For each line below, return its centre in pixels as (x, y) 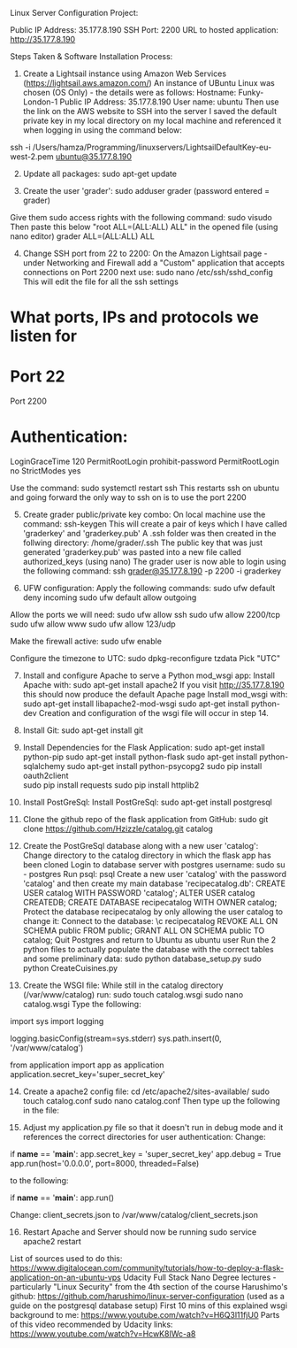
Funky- (251, 92)
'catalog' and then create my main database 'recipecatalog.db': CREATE (154, 883)
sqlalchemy (44, 766)
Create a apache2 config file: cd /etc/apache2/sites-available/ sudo (146, 1091)
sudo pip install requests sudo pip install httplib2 (111, 785)
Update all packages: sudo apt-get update (100, 173)
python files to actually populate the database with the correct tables (148, 950)
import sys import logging (57, 1021)
